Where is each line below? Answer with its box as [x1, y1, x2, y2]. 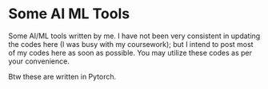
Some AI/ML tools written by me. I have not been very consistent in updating [8, 31, 261, 41]
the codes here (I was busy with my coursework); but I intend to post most [8, 39, 254, 48]
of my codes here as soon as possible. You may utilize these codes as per [8, 48, 252, 57]
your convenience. [8, 56, 70, 66]
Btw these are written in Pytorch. [8, 72, 117, 81]
